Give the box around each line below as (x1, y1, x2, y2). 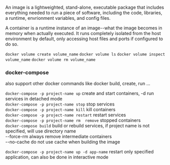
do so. (5, 41, 19, 47)
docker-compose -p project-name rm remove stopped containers (5, 117, 141, 123)
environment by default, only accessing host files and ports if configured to (5, 36, 163, 42)
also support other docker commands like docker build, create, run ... (5, 81, 151, 87)
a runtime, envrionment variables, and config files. (5, 15, 111, 21)
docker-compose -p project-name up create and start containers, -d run (5, 90, 154, 96)
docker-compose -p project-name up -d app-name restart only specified (5, 149, 154, 155)
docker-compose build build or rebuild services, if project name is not (5, 123, 150, 129)
